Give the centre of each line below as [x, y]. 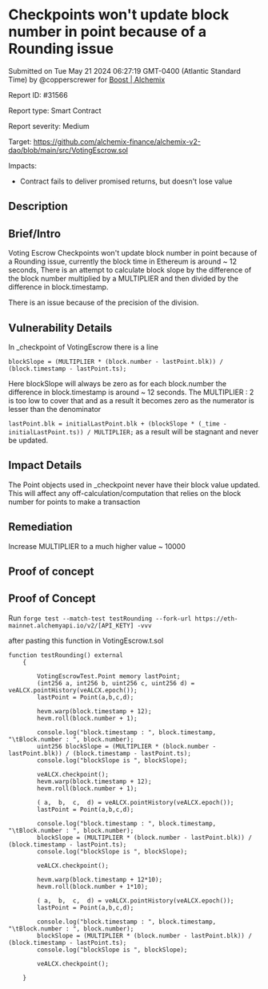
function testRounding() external [66, 655]
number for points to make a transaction [74, 502]
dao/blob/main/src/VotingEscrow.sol [68, 150]
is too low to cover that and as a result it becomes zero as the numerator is [131, 400]
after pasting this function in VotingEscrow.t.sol [86, 640]
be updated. [28, 440]
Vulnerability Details [60, 327]
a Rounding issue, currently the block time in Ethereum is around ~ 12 [123, 261]
